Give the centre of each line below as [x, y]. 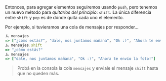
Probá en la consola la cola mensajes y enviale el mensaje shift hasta [88, 68]
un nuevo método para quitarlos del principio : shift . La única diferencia [78, 12]
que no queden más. [38, 74]
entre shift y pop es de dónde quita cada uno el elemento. [64, 17]
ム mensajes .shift [24, 45]
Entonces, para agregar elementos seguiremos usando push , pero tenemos [81, 7]
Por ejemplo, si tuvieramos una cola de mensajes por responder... [72, 27]
